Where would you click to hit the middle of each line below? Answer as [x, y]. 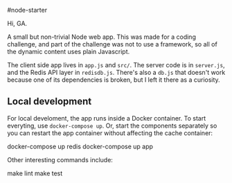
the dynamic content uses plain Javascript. [69, 52]
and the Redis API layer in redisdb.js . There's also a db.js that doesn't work [116, 72]
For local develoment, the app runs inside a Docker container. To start [107, 118]
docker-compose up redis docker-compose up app [80, 146]
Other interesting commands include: [60, 159]
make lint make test [35, 173]
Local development [50, 102]
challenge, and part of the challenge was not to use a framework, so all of [113, 44]
